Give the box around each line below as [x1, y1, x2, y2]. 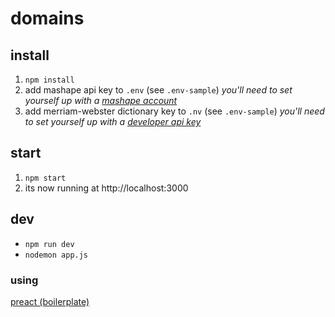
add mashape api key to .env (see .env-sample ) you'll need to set [24, 84, 293, 96]
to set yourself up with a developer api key [24, 116, 202, 127]
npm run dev [24, 239, 75, 249]
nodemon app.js [24, 250, 89, 260]
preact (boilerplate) [10, 295, 90, 307]
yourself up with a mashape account [24, 95, 178, 106]
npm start [24, 173, 67, 183]
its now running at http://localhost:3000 [24, 182, 189, 194]
